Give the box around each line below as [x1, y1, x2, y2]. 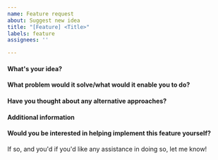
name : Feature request [7, 10, 74, 18]
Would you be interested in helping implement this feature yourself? [7, 129, 212, 137]
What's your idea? [7, 64, 62, 73]
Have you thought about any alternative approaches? [7, 97, 167, 105]
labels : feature [7, 30, 55, 37]
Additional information [7, 113, 75, 121]
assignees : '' [7, 37, 49, 44]
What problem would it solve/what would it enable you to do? [7, 80, 190, 89]
